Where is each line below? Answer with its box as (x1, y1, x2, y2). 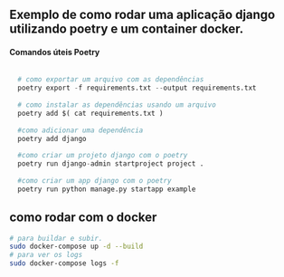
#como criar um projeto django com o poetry (17, 151, 188, 160)
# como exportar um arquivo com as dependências (17, 75, 204, 84)
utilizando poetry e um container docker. (9, 22, 244, 37)
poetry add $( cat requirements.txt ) (17, 109, 165, 118)
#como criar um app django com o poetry (17, 176, 172, 185)
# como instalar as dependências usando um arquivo (17, 100, 217, 110)
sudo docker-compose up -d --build (9, 242, 144, 252)
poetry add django (17, 134, 88, 143)
